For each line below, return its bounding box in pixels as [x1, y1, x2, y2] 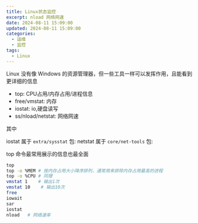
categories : [6, 31, 36, 37]
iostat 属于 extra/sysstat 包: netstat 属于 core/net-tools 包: [6, 137, 153, 145]
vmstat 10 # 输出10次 [6, 184, 65, 190]
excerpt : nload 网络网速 [6, 14, 64, 20]
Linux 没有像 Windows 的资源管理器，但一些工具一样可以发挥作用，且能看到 [6, 70, 193, 77]
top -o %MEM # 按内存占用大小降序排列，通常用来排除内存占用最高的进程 [6, 168, 164, 174]
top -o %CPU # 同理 [6, 173, 53, 179]
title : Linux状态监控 [6, 8, 56, 15]
